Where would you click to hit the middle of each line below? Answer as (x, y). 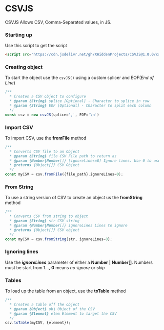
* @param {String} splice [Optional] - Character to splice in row (80, 101)
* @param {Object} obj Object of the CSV (52, 309)
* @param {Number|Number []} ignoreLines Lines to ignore (69, 226)
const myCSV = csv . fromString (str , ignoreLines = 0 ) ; (59, 239)
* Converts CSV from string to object (49, 216)
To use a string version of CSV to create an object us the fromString (74, 198)
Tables (13, 280)
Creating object (24, 67)
